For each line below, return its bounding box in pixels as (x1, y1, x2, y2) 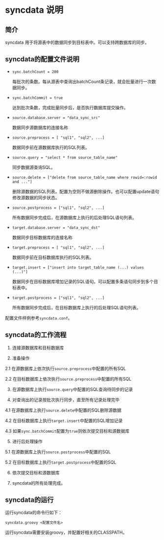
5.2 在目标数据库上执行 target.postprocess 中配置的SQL (5, 459, 117, 465)
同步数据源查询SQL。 (12, 164, 55, 170)
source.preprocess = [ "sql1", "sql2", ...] (12, 135, 105, 140)
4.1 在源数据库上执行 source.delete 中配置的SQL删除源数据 (5, 407, 121, 413)
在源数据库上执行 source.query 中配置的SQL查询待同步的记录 (12, 386, 133, 392)
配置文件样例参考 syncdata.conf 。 (5, 315, 72, 321)
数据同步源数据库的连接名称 (12, 124, 69, 130)
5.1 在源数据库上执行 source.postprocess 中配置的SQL (5, 449, 111, 455)
